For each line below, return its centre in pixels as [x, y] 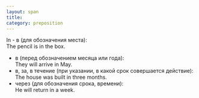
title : [14, 17]
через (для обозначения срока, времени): [69, 84]
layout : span [23, 12]
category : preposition [35, 23]
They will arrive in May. [44, 64]
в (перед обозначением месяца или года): [69, 58]
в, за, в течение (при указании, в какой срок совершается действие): [104, 71]
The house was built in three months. [61, 77]
